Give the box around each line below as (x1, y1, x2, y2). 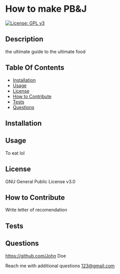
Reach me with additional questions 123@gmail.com (5, 262, 115, 269)
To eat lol (5, 150, 25, 156)
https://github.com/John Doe (5, 252, 66, 259)
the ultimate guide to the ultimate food (5, 48, 86, 54)
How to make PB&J (5, 3, 87, 15)
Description (5, 35, 43, 44)
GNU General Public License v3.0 (5, 178, 76, 184)
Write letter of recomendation (5, 207, 67, 213)
